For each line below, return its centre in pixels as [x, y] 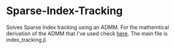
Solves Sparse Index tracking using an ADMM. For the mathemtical [88, 27]
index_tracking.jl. [27, 40]
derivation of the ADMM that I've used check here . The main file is [87, 33]
